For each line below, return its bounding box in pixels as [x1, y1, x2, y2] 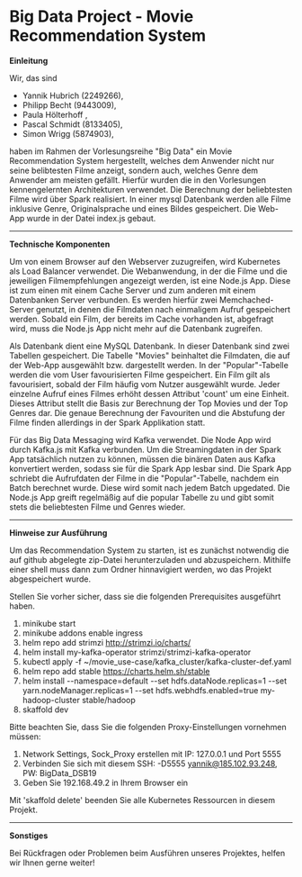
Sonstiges [9, 830, 49, 841]
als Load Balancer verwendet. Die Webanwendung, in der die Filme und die [9, 266, 288, 276]
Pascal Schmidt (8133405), [22, 119, 123, 130]
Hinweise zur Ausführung [9, 527, 108, 538]
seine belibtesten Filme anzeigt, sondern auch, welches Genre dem [9, 165, 259, 176]
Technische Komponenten [9, 239, 111, 249]
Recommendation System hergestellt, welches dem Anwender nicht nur [9, 155, 275, 166]
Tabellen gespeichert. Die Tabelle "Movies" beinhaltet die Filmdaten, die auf [9, 349, 290, 361]
